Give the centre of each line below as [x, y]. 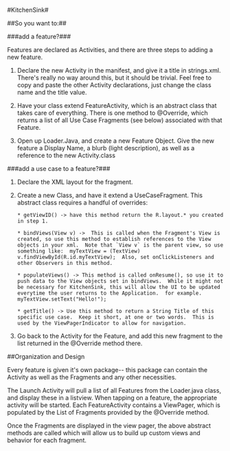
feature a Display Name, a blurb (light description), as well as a [106, 148]
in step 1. [33, 221]
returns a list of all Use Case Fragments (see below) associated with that [119, 120]
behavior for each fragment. [47, 440]
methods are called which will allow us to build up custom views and [104, 433]
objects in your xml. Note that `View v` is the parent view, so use [120, 245]
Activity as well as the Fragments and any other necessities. [92, 377]
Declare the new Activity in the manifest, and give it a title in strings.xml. [119, 70]
